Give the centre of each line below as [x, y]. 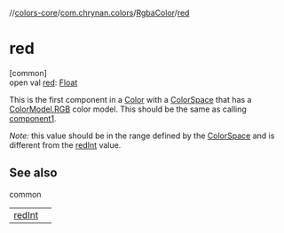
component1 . [33, 118]
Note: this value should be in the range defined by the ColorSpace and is [142, 136]
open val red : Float [43, 82]
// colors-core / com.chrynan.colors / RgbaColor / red [99, 13]
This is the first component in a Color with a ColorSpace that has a [130, 99]
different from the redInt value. [65, 144]
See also [33, 173]
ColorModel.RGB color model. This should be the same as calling [128, 109]
